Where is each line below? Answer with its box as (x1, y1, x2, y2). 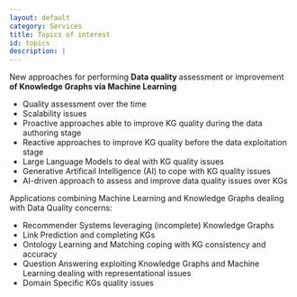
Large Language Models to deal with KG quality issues (22, 156, 225, 167)
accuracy (22, 249, 58, 260)
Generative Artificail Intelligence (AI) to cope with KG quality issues (22, 166, 272, 177)
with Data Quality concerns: (9, 202, 112, 213)
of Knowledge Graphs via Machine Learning (9, 81, 177, 92)
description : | (9, 47, 67, 56)
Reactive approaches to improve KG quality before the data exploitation (22, 137, 288, 148)
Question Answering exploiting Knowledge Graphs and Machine (22, 258, 260, 269)
